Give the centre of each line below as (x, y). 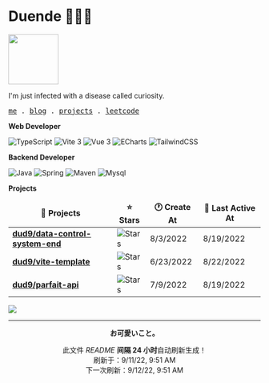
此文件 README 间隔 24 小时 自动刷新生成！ (134, 350)
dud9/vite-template (51, 261)
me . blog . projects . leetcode (74, 111)
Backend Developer (42, 157)
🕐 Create (173, 207)
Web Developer (35, 126)
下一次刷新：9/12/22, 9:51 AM (134, 370)
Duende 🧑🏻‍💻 (50, 16)
